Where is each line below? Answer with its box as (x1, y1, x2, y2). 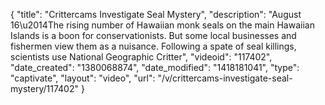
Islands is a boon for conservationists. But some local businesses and (10, 30, 297, 41)
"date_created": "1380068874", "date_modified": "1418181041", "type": (10, 62, 300, 73)
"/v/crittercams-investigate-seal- (157, 72, 293, 84)
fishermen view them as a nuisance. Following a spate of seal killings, (10, 40, 297, 52)
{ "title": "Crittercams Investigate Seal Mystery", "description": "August (10, 9, 302, 20)
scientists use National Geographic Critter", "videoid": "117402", (10, 51, 273, 63)
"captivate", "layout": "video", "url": (10, 72, 156, 84)
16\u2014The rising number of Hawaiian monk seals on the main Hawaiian (10, 19, 315, 31)
